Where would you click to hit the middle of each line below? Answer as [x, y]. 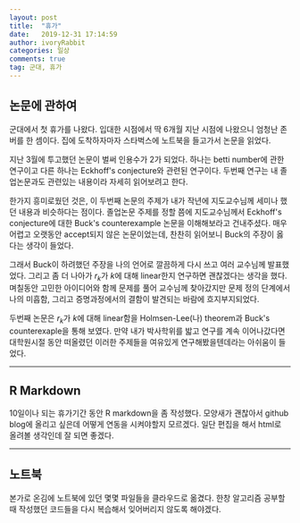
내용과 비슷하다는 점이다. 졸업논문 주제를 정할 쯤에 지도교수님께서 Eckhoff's [150, 212]
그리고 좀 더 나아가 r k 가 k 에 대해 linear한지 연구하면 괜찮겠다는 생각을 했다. [158, 276]
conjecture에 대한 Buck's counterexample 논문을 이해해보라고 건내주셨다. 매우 [148, 223]
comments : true [37, 59]
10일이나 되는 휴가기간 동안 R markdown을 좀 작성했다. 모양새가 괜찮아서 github [149, 413]
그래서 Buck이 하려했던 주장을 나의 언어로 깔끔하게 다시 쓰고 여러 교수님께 [137, 264]
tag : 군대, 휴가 [36, 68]
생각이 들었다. [50, 245]
